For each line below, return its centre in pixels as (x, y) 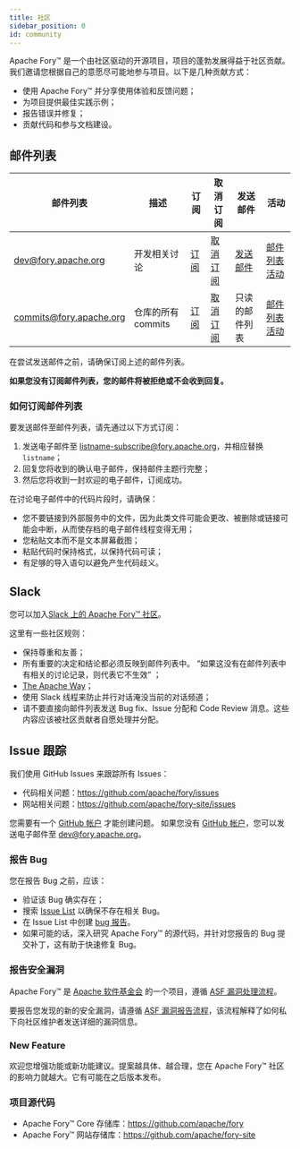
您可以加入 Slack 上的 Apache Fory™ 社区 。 (88, 614)
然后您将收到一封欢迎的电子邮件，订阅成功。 (104, 480)
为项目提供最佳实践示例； (69, 102)
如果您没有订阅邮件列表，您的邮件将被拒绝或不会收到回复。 (119, 381)
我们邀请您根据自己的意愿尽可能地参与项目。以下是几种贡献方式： (130, 72)
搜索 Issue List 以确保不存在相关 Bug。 (93, 911)
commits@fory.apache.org (70, 317)
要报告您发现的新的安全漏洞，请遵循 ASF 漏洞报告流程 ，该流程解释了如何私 (148, 1010)
